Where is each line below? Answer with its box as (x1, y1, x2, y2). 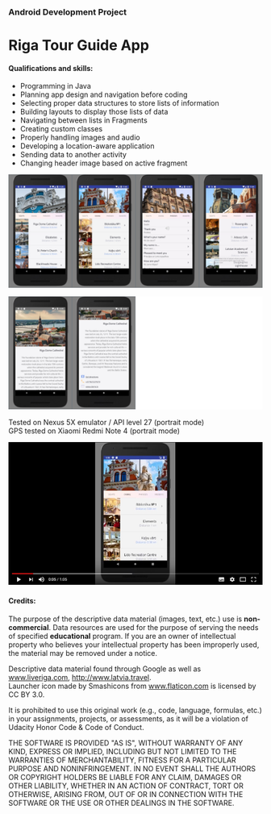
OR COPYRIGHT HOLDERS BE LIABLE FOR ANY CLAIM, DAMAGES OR (8, 772, 242, 782)
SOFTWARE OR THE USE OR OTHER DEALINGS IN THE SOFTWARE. (8, 798, 235, 808)
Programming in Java (19, 81, 91, 91)
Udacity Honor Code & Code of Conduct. (8, 722, 144, 732)
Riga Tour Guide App (8, 36, 149, 55)
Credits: (8, 596, 36, 606)
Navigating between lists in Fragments (19, 115, 148, 125)
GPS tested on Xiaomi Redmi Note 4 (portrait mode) (8, 426, 180, 436)
